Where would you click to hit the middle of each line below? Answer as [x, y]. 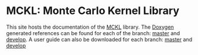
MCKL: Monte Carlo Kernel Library [93, 11]
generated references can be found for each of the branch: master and [93, 33]
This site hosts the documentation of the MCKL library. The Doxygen [90, 27]
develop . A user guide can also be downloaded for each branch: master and [99, 39]
